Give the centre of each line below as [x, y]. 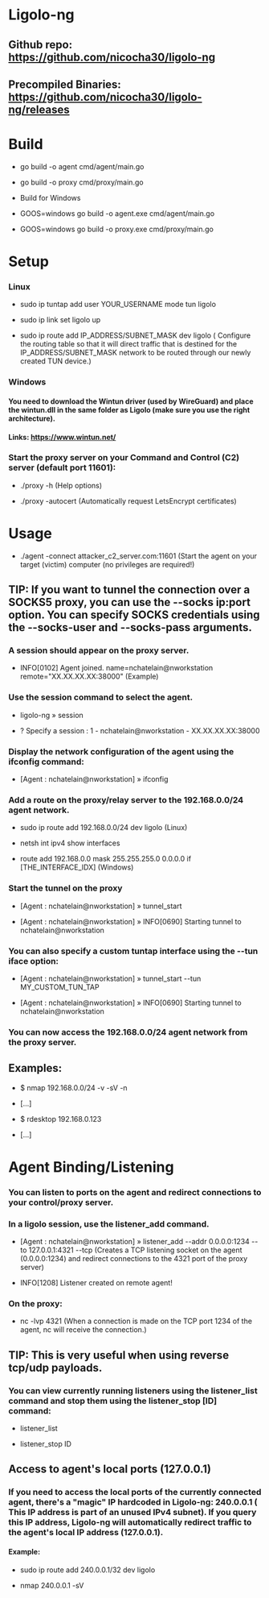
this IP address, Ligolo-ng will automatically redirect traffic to [130, 1522]
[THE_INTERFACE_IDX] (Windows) [77, 867]
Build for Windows [50, 197]
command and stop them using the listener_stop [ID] [113, 1401]
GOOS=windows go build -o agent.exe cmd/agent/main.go [117, 213]
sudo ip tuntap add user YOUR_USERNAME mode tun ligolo [118, 305]
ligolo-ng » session [52, 715]
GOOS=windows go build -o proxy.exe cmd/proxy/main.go [117, 229]
